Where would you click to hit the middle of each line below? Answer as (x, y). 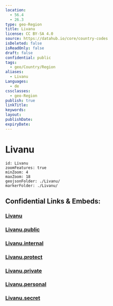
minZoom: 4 (17, 172)
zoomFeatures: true (26, 168)
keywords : (16, 110)
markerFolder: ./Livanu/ (32, 185)
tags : (11, 62)
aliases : (15, 72)
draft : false (19, 53)
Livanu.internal (24, 243)
